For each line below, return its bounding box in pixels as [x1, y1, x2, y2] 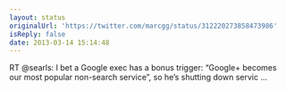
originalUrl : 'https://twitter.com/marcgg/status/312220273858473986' [9, 21, 278, 30]
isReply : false [9, 29, 66, 38]
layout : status [9, 12, 66, 22]
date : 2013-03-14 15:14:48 [9, 37, 110, 47]
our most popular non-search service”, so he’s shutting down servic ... [9, 72, 268, 83]
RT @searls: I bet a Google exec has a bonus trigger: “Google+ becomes [9, 62, 277, 73]
